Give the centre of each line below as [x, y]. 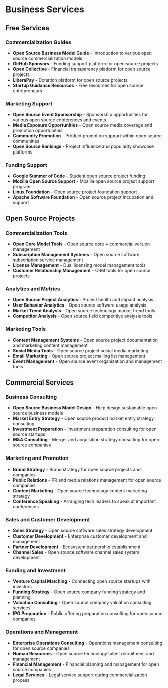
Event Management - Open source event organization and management [87, 361]
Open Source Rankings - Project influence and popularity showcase [83, 146]
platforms [22, 152]
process [21, 680]
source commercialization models [47, 58]
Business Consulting [31, 397]
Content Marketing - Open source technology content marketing [80, 490]
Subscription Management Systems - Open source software [76, 255]
